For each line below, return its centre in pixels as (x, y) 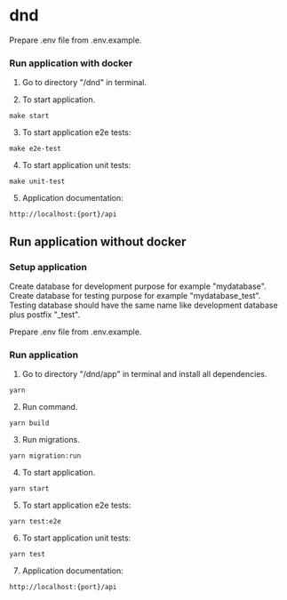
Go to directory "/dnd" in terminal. (84, 83)
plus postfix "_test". (45, 314)
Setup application (48, 267)
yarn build (29, 423)
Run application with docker (71, 63)
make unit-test (37, 182)
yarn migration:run (45, 456)
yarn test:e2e (36, 522)
